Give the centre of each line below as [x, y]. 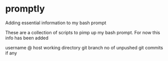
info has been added [27, 38]
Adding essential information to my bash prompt [56, 23]
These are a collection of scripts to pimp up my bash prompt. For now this [83, 32]
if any [11, 53]
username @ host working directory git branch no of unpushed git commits [84, 47]
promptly [25, 9]
